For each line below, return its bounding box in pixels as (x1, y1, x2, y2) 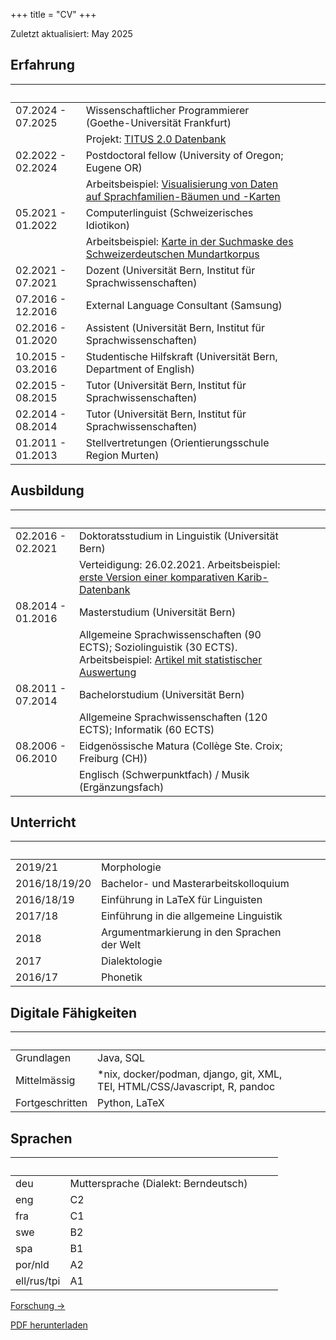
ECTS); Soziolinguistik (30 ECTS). (78, 640, 238, 654)
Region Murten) (85, 448, 160, 462)
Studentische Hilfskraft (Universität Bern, (85, 349, 278, 363)
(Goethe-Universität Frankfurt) (85, 115, 232, 129)
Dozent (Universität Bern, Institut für (85, 263, 256, 277)
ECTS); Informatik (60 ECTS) (78, 722, 215, 736)
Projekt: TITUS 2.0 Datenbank (85, 132, 227, 146)
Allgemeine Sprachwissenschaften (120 (78, 710, 268, 724)
